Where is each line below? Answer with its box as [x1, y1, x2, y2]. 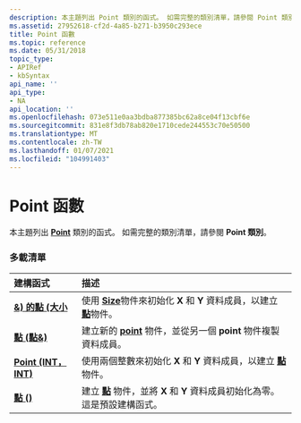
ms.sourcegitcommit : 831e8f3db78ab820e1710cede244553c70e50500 [9, 122, 251, 131]
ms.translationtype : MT [9, 130, 99, 139]
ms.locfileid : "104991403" [9, 154, 110, 164]
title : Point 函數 [9, 30, 75, 38]
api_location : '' [9, 105, 74, 114]
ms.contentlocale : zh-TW [9, 138, 102, 147]
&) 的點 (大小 [13, 300, 68, 313]
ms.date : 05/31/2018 [9, 47, 87, 55]
